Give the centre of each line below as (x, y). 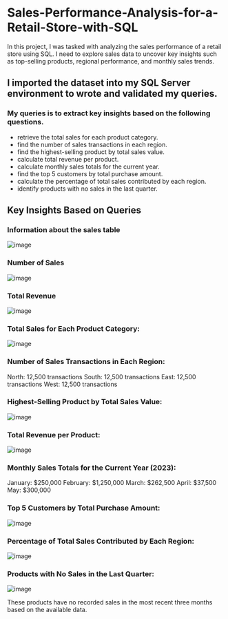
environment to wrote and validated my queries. (112, 94)
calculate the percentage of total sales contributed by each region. (112, 181)
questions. (25, 122)
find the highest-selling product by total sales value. (91, 152)
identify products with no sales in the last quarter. (87, 189)
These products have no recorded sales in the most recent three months (110, 602)
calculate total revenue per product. (68, 159)
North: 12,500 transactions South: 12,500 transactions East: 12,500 (102, 377)
